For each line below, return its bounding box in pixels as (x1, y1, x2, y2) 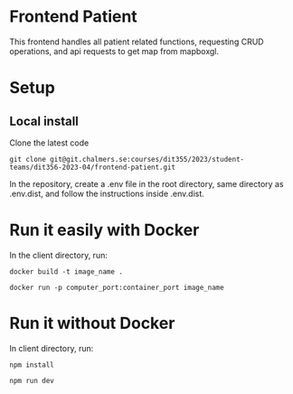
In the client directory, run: (9, 249, 109, 260)
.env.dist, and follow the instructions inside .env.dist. (9, 188, 205, 199)
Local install (9, 113, 80, 128)
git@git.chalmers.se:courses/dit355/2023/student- (49, 155, 245, 164)
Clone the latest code (9, 137, 90, 148)
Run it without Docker (9, 314, 175, 333)
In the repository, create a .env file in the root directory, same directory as (9, 178, 284, 189)
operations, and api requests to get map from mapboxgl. (9, 45, 220, 56)
